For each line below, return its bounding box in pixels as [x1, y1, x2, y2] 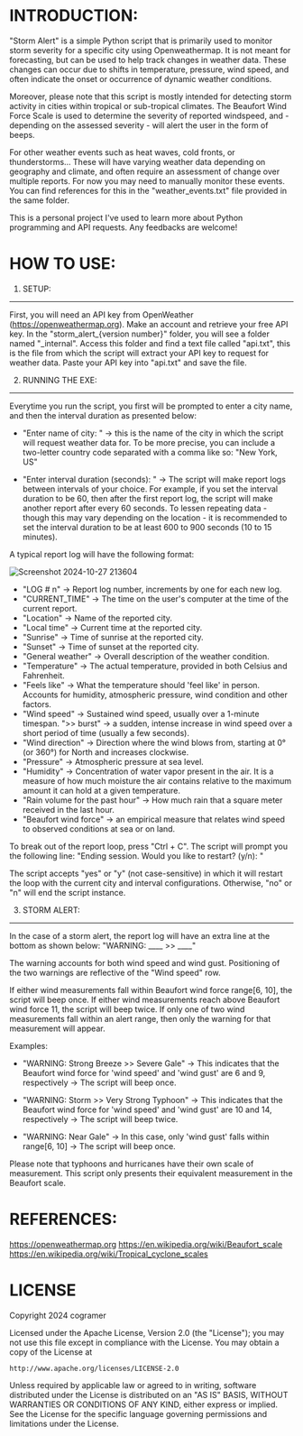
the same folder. [9, 195, 70, 206]
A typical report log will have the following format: [9, 548, 195, 559]
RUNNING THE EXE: [22, 374, 97, 385]
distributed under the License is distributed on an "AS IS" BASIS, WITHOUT [9, 1389, 289, 1400]
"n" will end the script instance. [9, 887, 126, 897]
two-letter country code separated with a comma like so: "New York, [22, 446, 278, 457]
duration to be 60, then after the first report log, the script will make [22, 492, 273, 503]
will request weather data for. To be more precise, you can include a [22, 437, 276, 447]
